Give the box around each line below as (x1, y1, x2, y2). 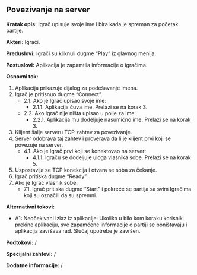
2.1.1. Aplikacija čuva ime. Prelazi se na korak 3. (32, 103, 148, 110)
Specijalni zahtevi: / (6, 250, 56, 257)
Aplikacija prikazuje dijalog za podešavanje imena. (14, 84, 138, 91)
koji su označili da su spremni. (23, 191, 97, 198)
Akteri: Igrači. (6, 38, 40, 45)
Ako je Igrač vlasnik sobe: (14, 179, 78, 186)
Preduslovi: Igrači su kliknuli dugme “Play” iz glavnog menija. (6, 50, 156, 57)
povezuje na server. (14, 141, 63, 148)
